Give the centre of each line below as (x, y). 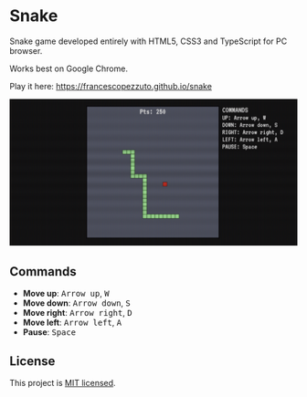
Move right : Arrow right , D (77, 313)
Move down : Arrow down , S (76, 303)
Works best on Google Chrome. (69, 68)
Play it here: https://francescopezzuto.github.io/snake (111, 86)
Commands (43, 272)
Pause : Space (49, 332)
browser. (26, 50)
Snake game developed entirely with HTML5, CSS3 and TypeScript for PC (148, 41)
